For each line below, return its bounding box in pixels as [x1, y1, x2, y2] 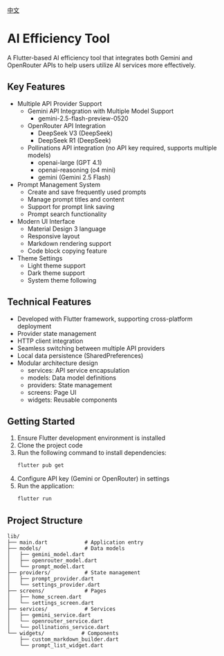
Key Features [7, 81, 66, 93]
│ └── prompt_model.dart [7, 563, 85, 570]
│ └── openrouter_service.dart [7, 617, 104, 625]
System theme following [27, 276, 97, 284]
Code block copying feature [27, 247, 107, 255]
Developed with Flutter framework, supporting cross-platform [17, 314, 193, 323]
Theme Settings [17, 254, 63, 262]
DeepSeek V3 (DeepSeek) [37, 129, 113, 137]
